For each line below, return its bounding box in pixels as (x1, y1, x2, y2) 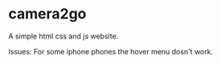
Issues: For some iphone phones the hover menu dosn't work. (8, 46, 214, 56)
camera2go (8, 5, 87, 23)
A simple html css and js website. (8, 31, 119, 41)
